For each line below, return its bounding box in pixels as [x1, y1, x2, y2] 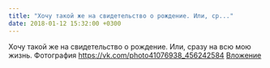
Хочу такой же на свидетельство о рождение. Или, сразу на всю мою [8, 41, 251, 51]
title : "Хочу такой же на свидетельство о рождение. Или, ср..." [8, 11, 234, 20]
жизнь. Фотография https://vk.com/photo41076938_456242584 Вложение [8, 50, 262, 60]
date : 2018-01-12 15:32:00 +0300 [8, 19, 122, 28]
